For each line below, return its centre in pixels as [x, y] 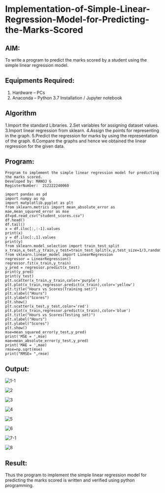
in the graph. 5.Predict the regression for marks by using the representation [82, 135]
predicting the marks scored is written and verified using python [70, 480]
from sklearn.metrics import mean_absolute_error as [60, 207]
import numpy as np [25, 199]
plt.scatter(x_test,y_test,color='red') [47, 306]
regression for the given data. [35, 146]
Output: [17, 369]
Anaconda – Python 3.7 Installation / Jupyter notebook [67, 98]
